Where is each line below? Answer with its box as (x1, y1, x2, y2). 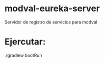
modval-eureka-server (4, 3, 100, 14)
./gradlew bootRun (4, 52, 42, 58)
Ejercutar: (4, 36, 46, 47)
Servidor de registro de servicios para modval (4, 19, 98, 25)
